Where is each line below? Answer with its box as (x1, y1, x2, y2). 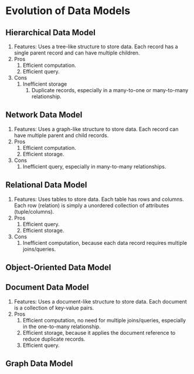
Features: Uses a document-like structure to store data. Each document (13, 298, 187, 305)
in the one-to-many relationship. (22, 323, 101, 330)
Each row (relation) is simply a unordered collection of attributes (13, 201, 169, 209)
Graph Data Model (5, 359, 73, 369)
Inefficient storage (22, 80, 67, 87)
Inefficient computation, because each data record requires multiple (22, 239, 188, 246)
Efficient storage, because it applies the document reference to (22, 329, 176, 336)
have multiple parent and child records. (13, 132, 109, 139)
